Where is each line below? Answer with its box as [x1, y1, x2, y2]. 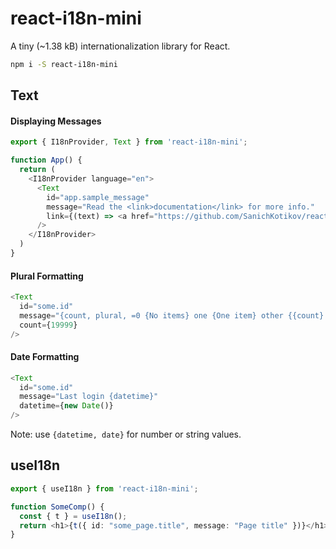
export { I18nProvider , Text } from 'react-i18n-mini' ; [10, 137, 248, 147]
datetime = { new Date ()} [19, 401, 114, 411]
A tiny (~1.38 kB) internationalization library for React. [10, 40, 231, 52]
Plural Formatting [10, 270, 84, 282]
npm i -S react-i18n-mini [10, 59, 118, 69]
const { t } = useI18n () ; [19, 511, 128, 521]
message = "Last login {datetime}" [19, 392, 159, 402]
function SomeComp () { [10, 502, 105, 512]
